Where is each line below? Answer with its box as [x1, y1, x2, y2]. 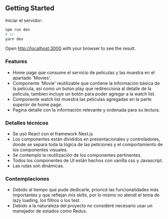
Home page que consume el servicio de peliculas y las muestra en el [12, 69, 155, 75]
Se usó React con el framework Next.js [12, 131, 93, 137]
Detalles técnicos [5, 119, 49, 126]
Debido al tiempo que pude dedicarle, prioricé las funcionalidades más [12, 187, 159, 193]
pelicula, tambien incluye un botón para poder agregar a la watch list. [12, 90, 156, 97]
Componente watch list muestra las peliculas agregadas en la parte [12, 96, 152, 102]
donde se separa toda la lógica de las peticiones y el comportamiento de [12, 142, 163, 148]
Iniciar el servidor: [5, 17, 43, 23]
